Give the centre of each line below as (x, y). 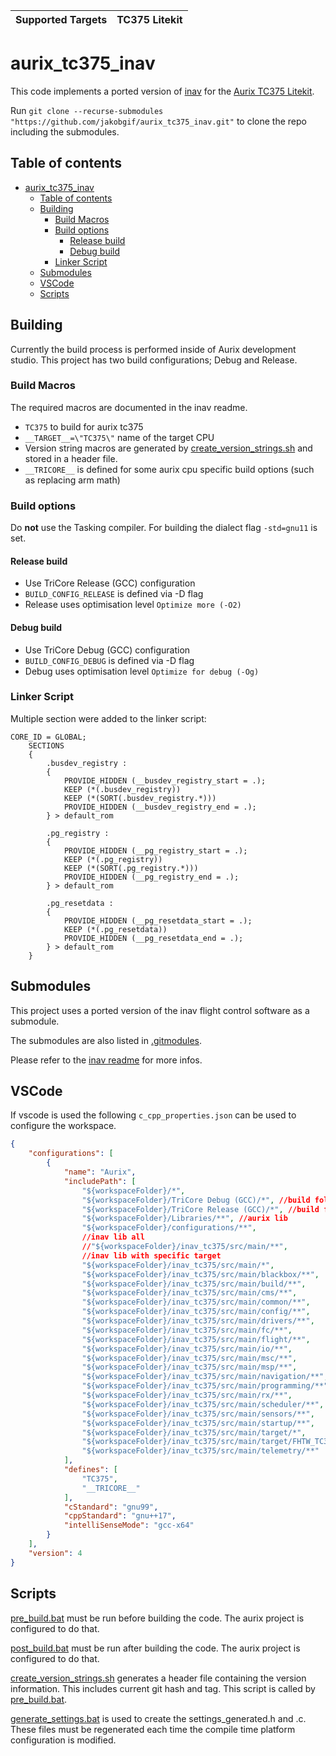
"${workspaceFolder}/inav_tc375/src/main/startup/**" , (198, 1423)
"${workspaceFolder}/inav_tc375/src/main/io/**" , (187, 1349)
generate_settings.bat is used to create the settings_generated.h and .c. (158, 1718)
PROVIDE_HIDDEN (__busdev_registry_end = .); (160, 807)
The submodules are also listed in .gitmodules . (106, 1040)
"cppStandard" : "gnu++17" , (120, 1516)
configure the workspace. (63, 1126)
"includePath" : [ (100, 1181)
